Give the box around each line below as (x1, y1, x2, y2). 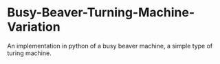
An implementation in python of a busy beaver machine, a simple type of (7, 42, 213, 50)
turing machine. (7, 49, 52, 57)
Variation (7, 19, 60, 35)
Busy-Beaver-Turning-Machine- (7, 5, 195, 20)
